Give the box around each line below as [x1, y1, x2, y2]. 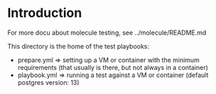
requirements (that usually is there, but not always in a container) [17, 63, 208, 71]
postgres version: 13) [17, 78, 80, 86]
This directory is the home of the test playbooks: [7, 42, 150, 50]
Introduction [7, 5, 82, 21]
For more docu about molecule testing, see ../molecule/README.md [7, 28, 207, 37]
